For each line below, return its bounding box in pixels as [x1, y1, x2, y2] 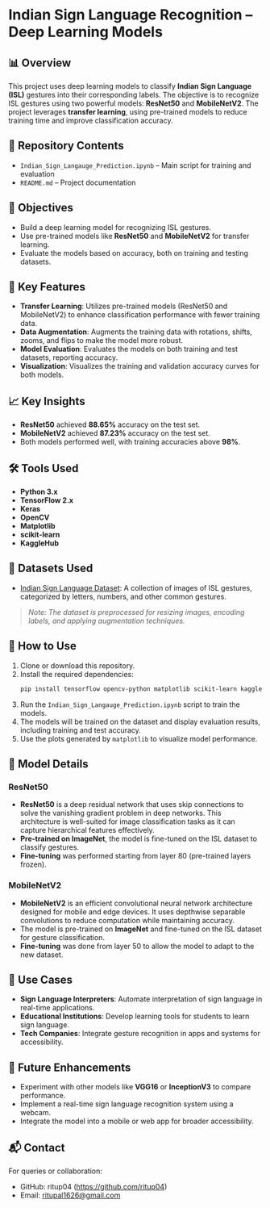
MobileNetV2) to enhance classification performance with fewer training [19, 310, 260, 320]
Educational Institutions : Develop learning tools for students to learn [19, 1011, 250, 1022]
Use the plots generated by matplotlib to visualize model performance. [19, 734, 258, 743]
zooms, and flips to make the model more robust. [19, 336, 184, 345]
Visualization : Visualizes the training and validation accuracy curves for [19, 362, 260, 371]
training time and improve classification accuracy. [8, 115, 173, 125]
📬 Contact [8, 1140, 65, 1155]
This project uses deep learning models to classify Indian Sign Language [8, 82, 252, 90]
